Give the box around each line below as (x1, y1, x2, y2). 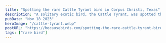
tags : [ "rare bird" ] (5, 30, 48, 35)
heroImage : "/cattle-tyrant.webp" (5, 21, 77, 26)
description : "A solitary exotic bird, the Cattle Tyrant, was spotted (5, 12, 156, 17)
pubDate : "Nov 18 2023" (5, 16, 54, 21)
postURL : (5, 26, 23, 31)
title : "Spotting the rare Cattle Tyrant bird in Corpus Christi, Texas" (5, 7, 161, 12)
